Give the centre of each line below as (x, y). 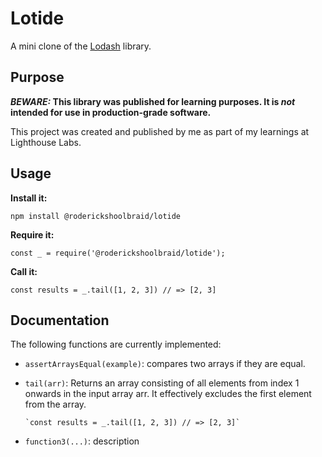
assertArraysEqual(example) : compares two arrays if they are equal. (165, 364)
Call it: (24, 271)
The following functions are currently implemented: (116, 344)
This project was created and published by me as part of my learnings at (160, 131)
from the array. (55, 404)
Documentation (60, 320)
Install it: (29, 198)
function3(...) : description (82, 441)
